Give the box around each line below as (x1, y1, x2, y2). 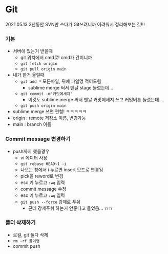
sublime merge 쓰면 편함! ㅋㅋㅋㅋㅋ (12, 108, 87, 115)
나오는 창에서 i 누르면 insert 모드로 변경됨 (20, 166, 103, 173)
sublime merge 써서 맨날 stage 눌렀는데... (28, 85, 114, 91)
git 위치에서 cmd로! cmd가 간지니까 (20, 55, 92, 61)
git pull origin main (20, 67, 67, 72)
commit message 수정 (20, 186, 67, 192)
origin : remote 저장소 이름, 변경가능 (12, 115, 86, 121)
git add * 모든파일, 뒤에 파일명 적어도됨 (20, 78, 101, 84)
